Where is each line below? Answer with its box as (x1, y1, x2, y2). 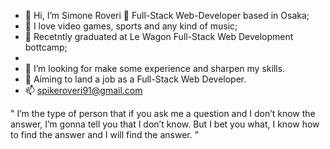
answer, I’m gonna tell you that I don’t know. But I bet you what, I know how (10, 118, 320, 130)
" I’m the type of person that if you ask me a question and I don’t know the (10, 108, 316, 119)
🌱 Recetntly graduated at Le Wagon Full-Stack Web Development (24, 31, 294, 42)
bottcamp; (24, 41, 68, 53)
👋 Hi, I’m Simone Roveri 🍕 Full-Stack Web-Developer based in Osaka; (24, 10, 310, 21)
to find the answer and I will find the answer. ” (10, 129, 199, 140)
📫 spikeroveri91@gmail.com (24, 85, 143, 96)
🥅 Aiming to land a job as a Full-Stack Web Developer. (24, 73, 247, 85)
